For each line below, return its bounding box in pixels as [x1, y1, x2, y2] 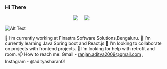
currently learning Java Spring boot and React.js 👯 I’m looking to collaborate [5, 40, 162, 46]
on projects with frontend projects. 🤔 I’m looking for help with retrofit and [5, 46, 155, 52]
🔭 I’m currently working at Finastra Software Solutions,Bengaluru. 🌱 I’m [5, 35, 151, 41]
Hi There [5, 4, 26, 11]
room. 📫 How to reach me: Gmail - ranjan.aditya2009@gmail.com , [5, 51, 144, 57]
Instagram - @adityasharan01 [5, 59, 66, 65]
